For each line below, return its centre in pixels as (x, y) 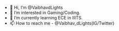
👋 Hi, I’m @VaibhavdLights (36, 8)
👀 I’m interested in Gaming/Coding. (45, 13)
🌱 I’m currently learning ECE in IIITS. (46, 18)
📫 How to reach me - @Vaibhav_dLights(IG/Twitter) (62, 23)
